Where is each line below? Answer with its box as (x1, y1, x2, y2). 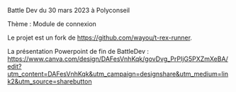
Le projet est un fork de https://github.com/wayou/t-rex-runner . (7, 33, 193, 42)
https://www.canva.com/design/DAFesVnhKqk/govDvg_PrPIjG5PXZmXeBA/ (7, 54, 229, 63)
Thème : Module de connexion (7, 20, 97, 28)
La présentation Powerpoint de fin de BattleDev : (7, 47, 150, 55)
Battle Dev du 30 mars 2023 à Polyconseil (7, 6, 130, 14)
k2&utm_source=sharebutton (7, 77, 92, 86)
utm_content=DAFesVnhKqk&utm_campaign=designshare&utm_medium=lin (7, 70, 229, 78)
